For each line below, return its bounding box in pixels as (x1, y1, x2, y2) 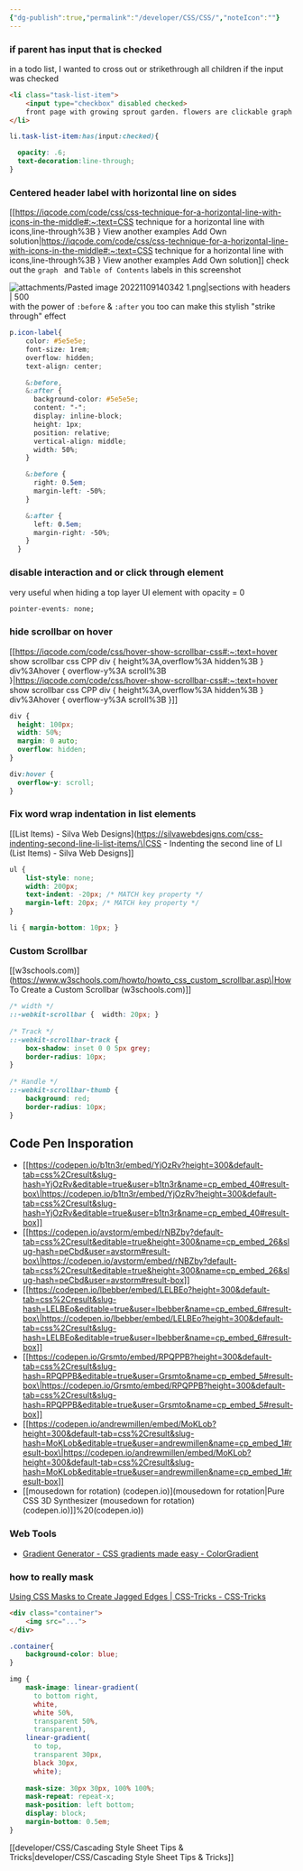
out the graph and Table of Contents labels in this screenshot (9, 264, 242, 275)
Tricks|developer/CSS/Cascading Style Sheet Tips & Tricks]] (9, 1851, 234, 1862)
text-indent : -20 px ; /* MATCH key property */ (25, 890, 204, 899)
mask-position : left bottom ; (25, 1801, 135, 1810)
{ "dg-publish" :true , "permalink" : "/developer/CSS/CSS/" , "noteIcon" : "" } (9, 13, 280, 23)
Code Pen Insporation (9, 1135, 133, 1151)
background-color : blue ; (25, 1650, 119, 1659)
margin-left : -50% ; (32, 486, 106, 496)
